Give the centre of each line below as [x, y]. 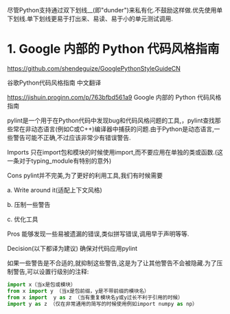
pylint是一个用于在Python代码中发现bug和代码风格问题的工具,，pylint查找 [111, 120]
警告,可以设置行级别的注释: [51, 271]
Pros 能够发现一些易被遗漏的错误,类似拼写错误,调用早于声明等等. [98, 234]
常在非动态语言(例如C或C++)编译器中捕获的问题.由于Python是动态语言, [113, 128]
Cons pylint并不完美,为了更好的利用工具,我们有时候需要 [85, 175]
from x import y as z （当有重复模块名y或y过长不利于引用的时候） [95, 298]
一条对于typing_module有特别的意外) [59, 161]
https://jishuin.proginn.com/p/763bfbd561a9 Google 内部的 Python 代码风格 [114, 97]
